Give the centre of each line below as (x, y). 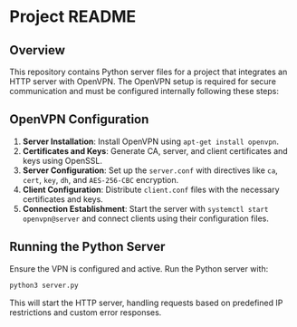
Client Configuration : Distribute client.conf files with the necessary (151, 189)
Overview (38, 50)
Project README (73, 17)
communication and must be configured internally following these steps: (144, 91)
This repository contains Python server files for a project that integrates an (148, 72)
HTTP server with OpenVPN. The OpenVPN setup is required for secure (143, 82)
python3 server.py (44, 285)
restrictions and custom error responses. (86, 312)
